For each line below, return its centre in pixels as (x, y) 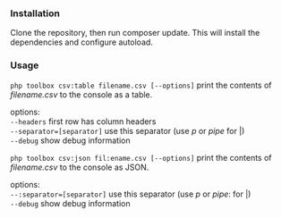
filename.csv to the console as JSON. (80, 167)
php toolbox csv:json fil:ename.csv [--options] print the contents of (141, 157)
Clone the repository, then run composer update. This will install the (135, 33)
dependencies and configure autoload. (81, 42)
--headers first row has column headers (83, 121)
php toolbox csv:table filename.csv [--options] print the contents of (141, 85)
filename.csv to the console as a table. (81, 94)
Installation (35, 13)
